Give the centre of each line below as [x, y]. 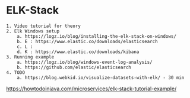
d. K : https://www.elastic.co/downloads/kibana [78, 52]
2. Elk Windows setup [33, 31]
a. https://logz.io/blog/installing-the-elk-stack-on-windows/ [97, 36]
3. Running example [30, 57]
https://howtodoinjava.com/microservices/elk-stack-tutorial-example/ [91, 89]
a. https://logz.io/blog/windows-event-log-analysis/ [85, 62]
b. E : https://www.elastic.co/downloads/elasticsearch [88, 41]
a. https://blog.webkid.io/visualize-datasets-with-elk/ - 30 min [101, 77]
